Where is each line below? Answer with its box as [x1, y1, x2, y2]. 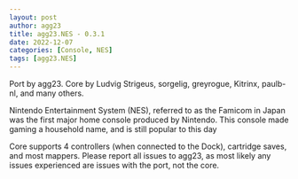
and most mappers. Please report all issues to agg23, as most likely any [9, 151, 271, 160]
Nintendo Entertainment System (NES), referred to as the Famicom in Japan [9, 105, 286, 115]
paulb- [261, 79, 286, 89]
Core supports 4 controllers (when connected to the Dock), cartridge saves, [9, 141, 287, 152]
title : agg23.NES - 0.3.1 [9, 29, 105, 38]
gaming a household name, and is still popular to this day [9, 124, 217, 134]
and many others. [20, 88, 84, 98]
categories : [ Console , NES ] [9, 46, 114, 55]
